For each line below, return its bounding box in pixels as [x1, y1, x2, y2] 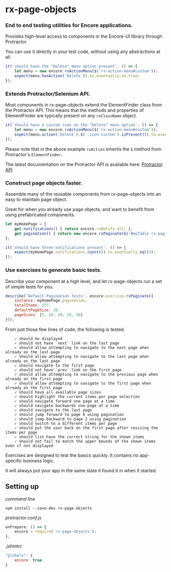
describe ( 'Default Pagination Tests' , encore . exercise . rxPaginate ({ [5, 293, 154, 299]
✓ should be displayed [14, 336, 63, 341]
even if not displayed [5, 443, 53, 448]
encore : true [14, 558, 42, 563]
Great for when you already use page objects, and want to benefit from [5, 206, 154, 213]
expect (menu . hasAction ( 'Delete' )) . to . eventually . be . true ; [14, 73, 140, 79]
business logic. [23, 457, 55, 463]
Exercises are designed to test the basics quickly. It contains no [5, 452, 139, 458]
